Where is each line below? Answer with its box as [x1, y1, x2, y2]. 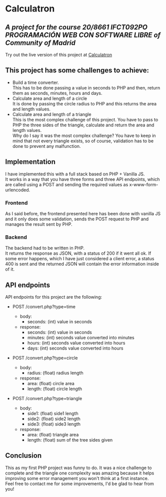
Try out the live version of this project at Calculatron [5, 52, 112, 57]
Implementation [5, 158, 56, 166]
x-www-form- [129, 181, 158, 187]
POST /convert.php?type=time [12, 304, 76, 310]
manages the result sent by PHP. [5, 221, 72, 227]
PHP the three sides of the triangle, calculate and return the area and [12, 122, 154, 128]
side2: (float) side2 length [27, 416, 81, 422]
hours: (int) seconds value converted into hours [27, 340, 125, 346]
